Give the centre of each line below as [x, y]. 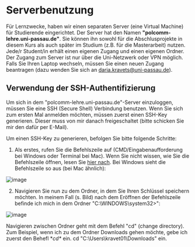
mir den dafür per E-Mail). [37, 127]
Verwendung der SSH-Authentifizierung [81, 88]
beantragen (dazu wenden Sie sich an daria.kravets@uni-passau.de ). [89, 69]
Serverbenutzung [50, 10]
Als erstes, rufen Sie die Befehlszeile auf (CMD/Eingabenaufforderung [98, 149]
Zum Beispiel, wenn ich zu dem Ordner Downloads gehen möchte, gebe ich [97, 232]
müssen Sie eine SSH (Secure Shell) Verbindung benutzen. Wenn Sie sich [95, 108]
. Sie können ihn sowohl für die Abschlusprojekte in [121, 39]
